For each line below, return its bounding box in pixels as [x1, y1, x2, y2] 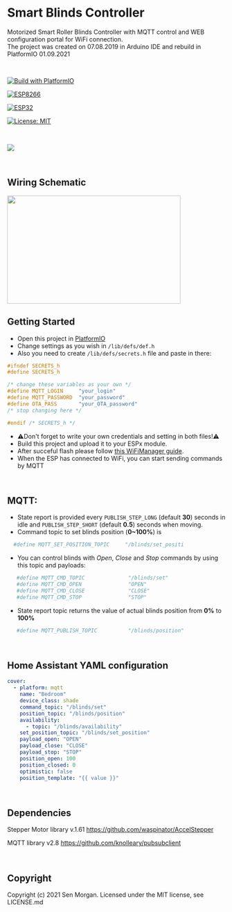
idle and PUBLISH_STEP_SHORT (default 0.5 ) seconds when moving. [17, 520, 203, 529]
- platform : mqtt [13, 684, 64, 691]
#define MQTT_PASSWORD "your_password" [7, 394, 126, 401]
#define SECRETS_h [7, 369, 60, 376]
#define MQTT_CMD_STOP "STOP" [16, 594, 148, 601]
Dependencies [7, 807, 71, 819]
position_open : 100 [19, 755, 76, 762]
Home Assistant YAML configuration [7, 659, 168, 672]
